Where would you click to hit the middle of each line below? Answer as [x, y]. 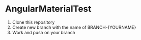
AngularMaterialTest [48, 9]
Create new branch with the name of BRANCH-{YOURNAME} [74, 27]
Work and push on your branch [43, 32]
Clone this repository [33, 22]
